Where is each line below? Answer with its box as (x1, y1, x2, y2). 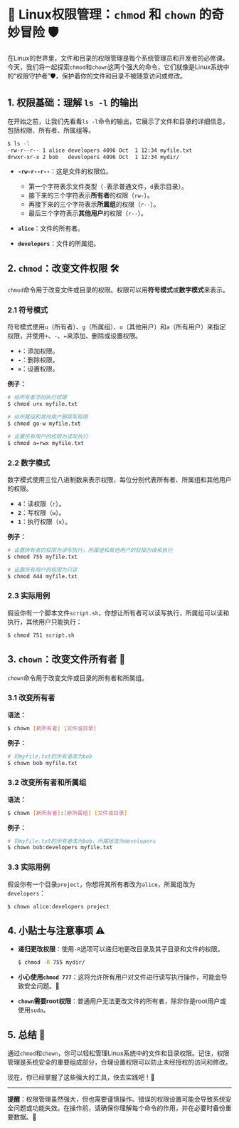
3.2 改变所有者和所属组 (7, 778, 87, 788)
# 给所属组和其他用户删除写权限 (7, 414, 88, 421)
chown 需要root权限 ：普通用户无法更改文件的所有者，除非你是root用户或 (17, 997, 226, 1005)
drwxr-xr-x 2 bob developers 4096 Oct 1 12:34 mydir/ (7, 153, 180, 160)
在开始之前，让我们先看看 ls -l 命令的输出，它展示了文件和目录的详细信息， (7, 117, 229, 125)
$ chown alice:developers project (7, 903, 110, 910)
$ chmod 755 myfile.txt (7, 553, 78, 560)
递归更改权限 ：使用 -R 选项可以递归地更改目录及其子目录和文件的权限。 (17, 945, 224, 953)
